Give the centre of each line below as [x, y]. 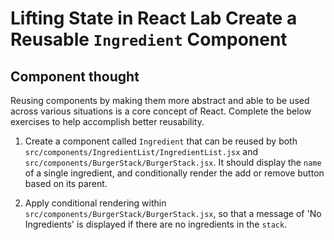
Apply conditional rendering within [95, 203]
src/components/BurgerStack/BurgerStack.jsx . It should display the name [173, 162]
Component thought [75, 76]
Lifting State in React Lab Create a [154, 18]
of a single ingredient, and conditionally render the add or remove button [174, 173]
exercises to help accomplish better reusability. [107, 121]
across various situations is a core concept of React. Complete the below [161, 111]
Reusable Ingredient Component [149, 39]
